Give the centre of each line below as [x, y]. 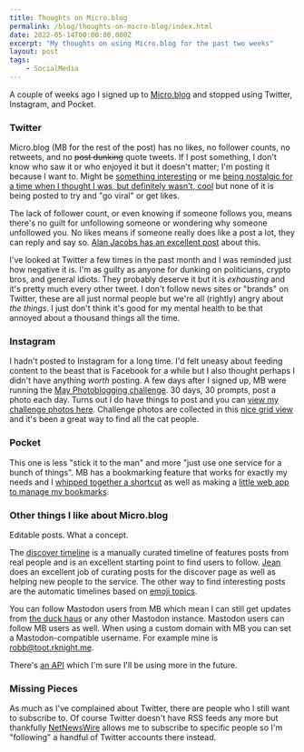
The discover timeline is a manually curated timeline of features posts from [149, 553]
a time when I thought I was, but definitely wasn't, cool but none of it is [142, 186]
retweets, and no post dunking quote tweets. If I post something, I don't [143, 157]
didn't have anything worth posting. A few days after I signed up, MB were [148, 381]
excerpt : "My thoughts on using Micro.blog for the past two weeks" [142, 43]
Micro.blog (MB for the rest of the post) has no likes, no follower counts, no [150, 147]
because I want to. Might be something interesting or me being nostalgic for [151, 176]
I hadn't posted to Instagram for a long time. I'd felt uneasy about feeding [146, 361]
